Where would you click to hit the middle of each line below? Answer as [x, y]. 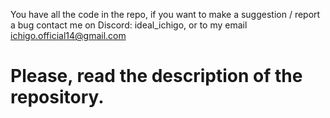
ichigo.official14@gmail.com [68, 35]
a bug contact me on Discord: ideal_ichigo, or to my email [129, 25]
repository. [57, 97]
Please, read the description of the [156, 76]
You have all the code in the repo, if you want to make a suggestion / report [165, 14]
